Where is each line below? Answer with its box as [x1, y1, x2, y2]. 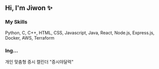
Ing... [5, 47, 18, 54]
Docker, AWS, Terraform [5, 35, 55, 41]
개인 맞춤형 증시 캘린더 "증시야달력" [5, 59, 74, 65]
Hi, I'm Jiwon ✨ [5, 4, 53, 12]
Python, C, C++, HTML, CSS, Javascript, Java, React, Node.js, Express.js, [5, 29, 155, 36]
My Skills [5, 19, 28, 25]
